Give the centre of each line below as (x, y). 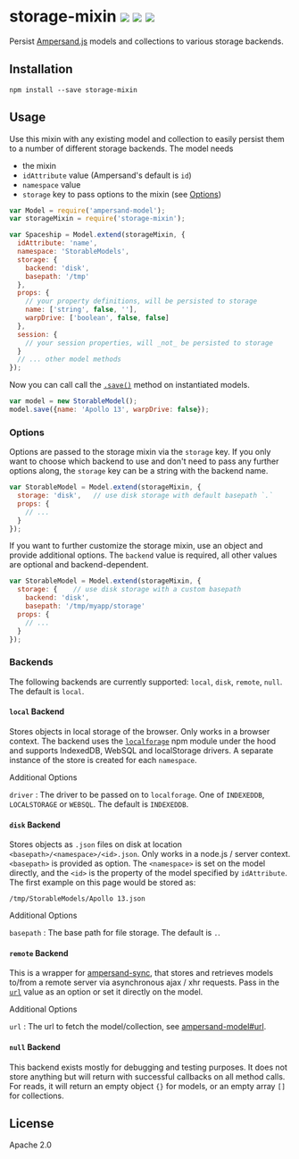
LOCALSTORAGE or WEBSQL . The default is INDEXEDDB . (99, 804)
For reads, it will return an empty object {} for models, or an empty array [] (147, 1086)
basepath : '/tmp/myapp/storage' (85, 606)
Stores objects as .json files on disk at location (96, 844)
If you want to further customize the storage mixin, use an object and (136, 546)
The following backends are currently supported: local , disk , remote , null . (146, 682)
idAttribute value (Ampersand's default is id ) (107, 175)
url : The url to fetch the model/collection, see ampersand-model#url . (138, 1027)
